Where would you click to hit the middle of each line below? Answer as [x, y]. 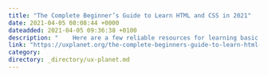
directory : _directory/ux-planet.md [69, 60]
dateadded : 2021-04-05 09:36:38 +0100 [73, 30]
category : [25, 52]
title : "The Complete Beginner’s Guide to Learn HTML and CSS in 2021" [130, 15]
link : [17, 45]
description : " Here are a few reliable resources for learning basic [134, 38]
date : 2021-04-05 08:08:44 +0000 [64, 23]
